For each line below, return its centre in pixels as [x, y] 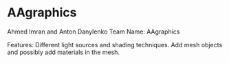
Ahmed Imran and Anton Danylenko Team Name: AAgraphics [94, 32]
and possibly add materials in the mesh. [64, 52]
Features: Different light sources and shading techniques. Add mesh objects [115, 45]
